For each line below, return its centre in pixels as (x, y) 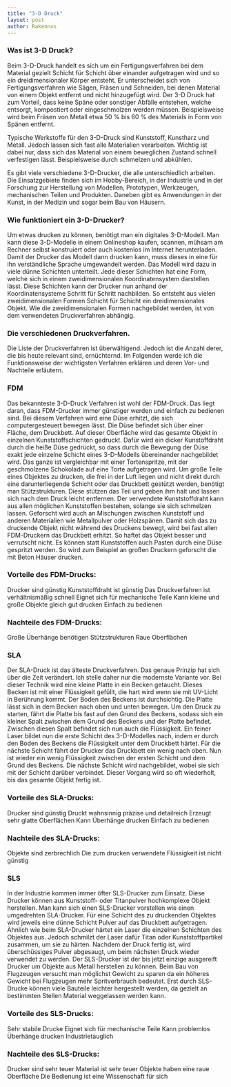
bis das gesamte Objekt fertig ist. (54, 780)
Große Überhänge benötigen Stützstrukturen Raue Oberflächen (97, 638)
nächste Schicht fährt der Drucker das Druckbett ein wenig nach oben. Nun (114, 751)
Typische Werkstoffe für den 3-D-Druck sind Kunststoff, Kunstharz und (108, 137)
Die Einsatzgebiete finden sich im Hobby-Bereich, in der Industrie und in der (115, 180)
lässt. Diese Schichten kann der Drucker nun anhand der (87, 286)
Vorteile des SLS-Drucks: (51, 1014)
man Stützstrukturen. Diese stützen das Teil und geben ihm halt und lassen (113, 491)
